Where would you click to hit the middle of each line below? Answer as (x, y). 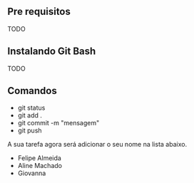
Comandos (32, 91)
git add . (30, 115)
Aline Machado (40, 166)
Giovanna (32, 173)
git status (31, 108)
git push (30, 130)
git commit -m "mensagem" (58, 123)
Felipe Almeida (40, 158)
